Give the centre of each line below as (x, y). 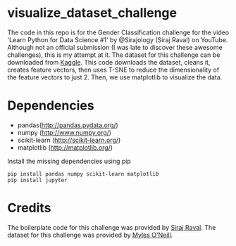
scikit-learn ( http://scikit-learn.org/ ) (69, 140)
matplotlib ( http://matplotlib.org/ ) (65, 147)
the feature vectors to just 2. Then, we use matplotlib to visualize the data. (115, 77)
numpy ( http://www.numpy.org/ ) (64, 132)
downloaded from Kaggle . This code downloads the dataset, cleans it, (109, 62)
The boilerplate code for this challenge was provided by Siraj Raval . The (112, 227)
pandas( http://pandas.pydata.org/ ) (68, 125)
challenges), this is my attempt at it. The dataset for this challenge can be (114, 55)
